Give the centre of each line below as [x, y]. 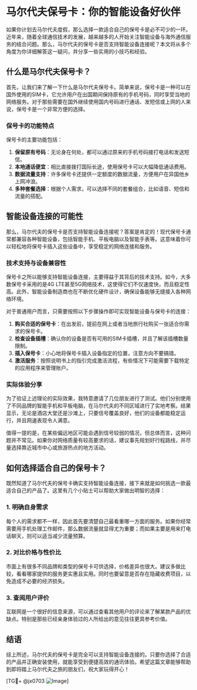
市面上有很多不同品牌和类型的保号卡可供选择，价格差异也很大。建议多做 [93, 566]
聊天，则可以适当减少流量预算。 [50, 536]
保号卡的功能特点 [30, 126]
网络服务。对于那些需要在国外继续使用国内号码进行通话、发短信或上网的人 [96, 102]
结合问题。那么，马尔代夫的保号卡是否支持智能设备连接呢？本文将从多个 [103, 44]
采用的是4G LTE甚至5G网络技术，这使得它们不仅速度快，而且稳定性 [108, 284]
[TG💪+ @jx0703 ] [38, 681]
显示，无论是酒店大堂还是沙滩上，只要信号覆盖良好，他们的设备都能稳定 [93, 413]
